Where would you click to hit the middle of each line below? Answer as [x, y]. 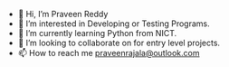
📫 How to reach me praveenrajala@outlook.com [109, 53]
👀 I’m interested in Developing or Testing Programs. [114, 24]
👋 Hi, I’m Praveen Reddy [63, 14]
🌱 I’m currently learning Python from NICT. [97, 33]
